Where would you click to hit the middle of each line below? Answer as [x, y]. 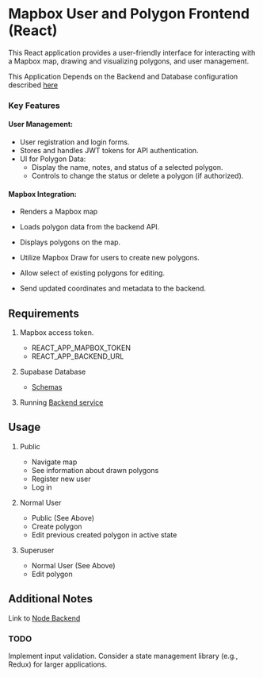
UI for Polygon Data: [53, 159]
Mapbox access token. [57, 333]
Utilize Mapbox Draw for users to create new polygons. [110, 258]
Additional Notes [51, 599]
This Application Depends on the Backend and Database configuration [123, 76]
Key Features [34, 106]
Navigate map [54, 462]
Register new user [61, 479]
